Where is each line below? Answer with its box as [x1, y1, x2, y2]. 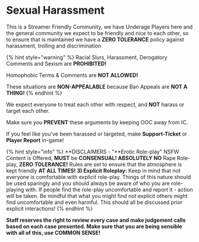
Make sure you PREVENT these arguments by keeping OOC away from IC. [6, 118, 188, 125]
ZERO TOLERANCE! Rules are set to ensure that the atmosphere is [18, 161, 182, 168]
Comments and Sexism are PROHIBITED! [6, 60, 107, 67]
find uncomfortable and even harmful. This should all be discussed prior [6, 199, 183, 206]
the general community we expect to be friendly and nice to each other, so [6, 29, 189, 36]
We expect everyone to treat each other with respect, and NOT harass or [6, 100, 185, 108]
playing [6, 186, 24, 193]
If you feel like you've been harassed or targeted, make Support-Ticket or [6, 130, 188, 137]
